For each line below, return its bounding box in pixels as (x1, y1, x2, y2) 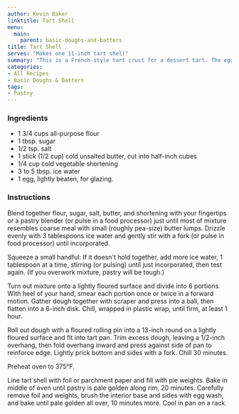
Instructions (7, 193, 51, 203)
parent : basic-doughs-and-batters (20, 37, 122, 44)
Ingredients (7, 113, 48, 123)
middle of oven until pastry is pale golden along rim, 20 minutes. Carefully (7, 383, 224, 392)
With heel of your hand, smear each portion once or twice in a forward (7, 289, 214, 297)
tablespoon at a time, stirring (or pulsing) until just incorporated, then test (7, 260, 223, 269)
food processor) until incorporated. (7, 239, 110, 248)
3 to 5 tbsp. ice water (17, 167, 80, 176)
